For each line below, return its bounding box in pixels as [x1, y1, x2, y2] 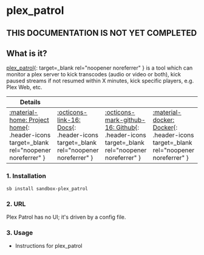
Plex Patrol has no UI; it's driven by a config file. [6, 213, 126, 220]
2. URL [6, 199, 26, 208]
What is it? [6, 48, 47, 58]
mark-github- [104, 116, 146, 124]
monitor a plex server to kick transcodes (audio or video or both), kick [6, 71, 181, 78]
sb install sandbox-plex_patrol [6, 185, 88, 191]
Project [28, 116, 50, 124]
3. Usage [6, 228, 33, 237]
